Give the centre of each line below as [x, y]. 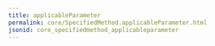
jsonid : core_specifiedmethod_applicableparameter [94, 30]
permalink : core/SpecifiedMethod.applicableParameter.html [108, 23]
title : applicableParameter [55, 15]
